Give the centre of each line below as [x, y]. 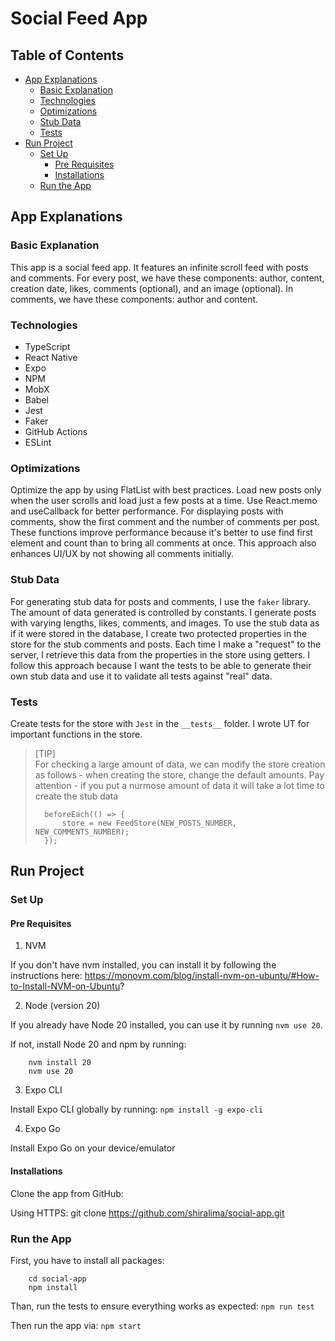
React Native [51, 357]
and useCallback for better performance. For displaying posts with [147, 511]
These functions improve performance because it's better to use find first [161, 533]
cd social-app [57, 1278]
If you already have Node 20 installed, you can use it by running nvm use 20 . [166, 1025]
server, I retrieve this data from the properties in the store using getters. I [160, 654]
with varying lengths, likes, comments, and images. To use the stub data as [165, 623]
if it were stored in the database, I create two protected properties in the [159, 633]
